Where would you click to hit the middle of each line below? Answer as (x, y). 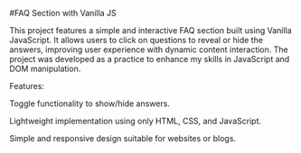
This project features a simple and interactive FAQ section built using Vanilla (150, 30)
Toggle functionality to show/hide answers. (89, 103)
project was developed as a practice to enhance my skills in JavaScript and (150, 59)
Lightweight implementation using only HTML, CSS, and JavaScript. (136, 121)
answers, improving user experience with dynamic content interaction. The (149, 49)
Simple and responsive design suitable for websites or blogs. (123, 138)
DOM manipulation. (45, 68)
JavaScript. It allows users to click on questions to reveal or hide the (136, 40)
